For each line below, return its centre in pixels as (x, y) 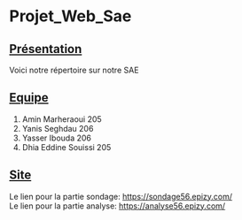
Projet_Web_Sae (70, 16)
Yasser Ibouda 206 (56, 138)
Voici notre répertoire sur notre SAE (74, 70)
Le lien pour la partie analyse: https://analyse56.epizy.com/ (117, 206)
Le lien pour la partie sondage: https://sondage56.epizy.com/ (121, 196)
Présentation (46, 49)
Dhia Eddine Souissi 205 (66, 147)
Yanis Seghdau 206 (58, 128)
